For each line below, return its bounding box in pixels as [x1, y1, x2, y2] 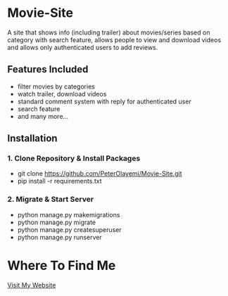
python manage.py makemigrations [17, 210, 120, 219]
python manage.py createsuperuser [17, 225, 122, 233]
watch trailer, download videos [17, 89, 107, 98]
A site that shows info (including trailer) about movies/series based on [7, 28, 210, 37]
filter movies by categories [17, 82, 95, 91]
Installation [7, 132, 58, 145]
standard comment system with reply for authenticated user [17, 97, 191, 105]
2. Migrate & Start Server [7, 195, 94, 205]
